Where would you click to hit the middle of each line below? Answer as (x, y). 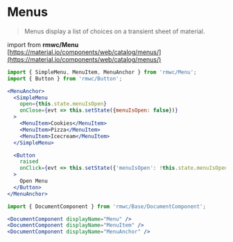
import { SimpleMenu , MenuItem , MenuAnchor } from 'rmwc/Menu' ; (102, 72)
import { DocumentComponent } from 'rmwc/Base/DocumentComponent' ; (107, 206)
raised (29, 162)
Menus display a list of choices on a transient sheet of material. (114, 31)
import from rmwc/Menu (43, 44)
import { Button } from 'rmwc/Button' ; (65, 78)
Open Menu (34, 181)
